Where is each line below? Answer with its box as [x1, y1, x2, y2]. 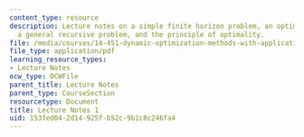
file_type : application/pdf [9, 47, 116, 56]
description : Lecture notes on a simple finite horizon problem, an [9, 22, 273, 31]
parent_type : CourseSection [9, 88, 116, 97]
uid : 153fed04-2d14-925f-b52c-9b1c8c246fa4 [9, 114, 176, 123]
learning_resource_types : [9, 55, 107, 64]
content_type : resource [9, 13, 100, 23]
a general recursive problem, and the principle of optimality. [17, 30, 265, 39]
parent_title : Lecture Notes [9, 80, 119, 89]
